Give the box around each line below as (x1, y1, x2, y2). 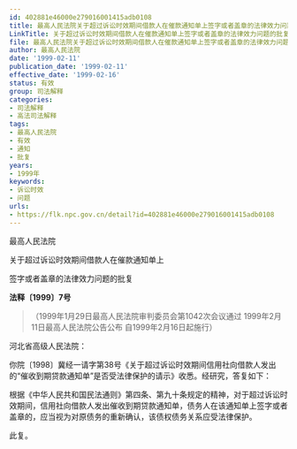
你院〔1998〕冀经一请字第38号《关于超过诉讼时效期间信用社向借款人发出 (9, 359, 277, 369)
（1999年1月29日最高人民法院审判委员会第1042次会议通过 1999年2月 (30, 310, 282, 321)
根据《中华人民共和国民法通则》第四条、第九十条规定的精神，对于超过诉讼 (9, 389, 280, 400)
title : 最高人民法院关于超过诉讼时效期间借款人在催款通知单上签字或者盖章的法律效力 (9, 21, 281, 30)
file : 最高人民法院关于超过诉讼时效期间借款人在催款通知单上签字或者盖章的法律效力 (9, 37, 277, 47)
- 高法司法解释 (9, 111, 57, 120)
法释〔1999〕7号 (9, 292, 72, 302)
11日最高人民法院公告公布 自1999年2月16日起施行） (30, 322, 217, 332)
